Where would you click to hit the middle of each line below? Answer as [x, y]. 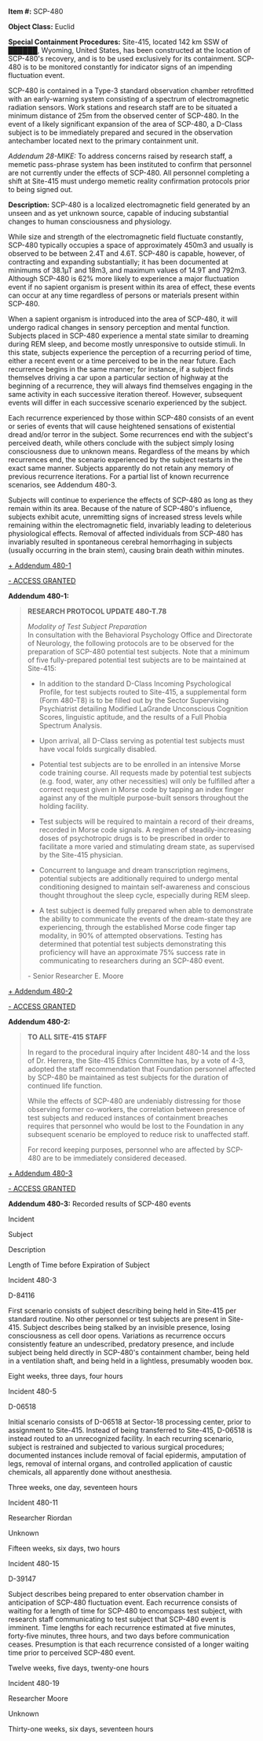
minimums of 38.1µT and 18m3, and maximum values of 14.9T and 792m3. [128, 270]
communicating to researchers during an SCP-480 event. [132, 961]
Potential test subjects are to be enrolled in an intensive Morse [140, 764]
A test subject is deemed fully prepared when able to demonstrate [146, 910]
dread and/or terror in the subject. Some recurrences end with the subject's [131, 435]
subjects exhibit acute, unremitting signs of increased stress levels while [125, 517]
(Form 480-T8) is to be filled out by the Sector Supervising [134, 700]
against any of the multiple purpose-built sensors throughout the [144, 798]
